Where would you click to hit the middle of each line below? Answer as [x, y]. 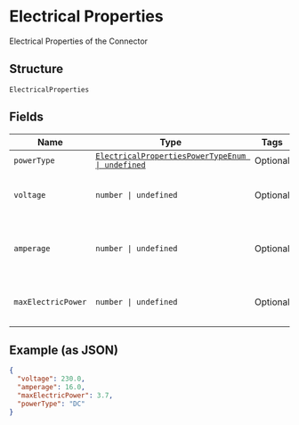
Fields [27, 117]
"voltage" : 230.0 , [52, 379]
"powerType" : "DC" [52, 404]
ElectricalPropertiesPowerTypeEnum [170, 156]
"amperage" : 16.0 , [52, 388]
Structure [36, 69]
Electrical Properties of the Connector [79, 41]
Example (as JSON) [64, 350]
